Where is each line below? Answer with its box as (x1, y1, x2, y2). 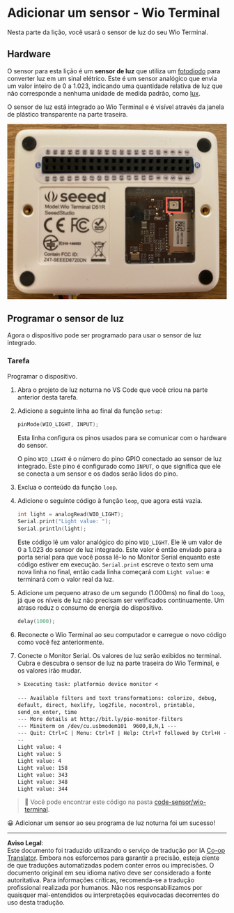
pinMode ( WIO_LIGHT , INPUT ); (17, 421, 99, 428)
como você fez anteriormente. (17, 638, 104, 647)
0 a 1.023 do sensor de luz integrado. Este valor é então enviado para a (17, 546, 222, 554)
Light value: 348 (17, 779, 68, 786)
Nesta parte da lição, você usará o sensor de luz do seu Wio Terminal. (7, 28, 209, 36)
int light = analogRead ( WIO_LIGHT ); (17, 511, 124, 518)
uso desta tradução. (7, 898, 65, 907)
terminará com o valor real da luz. (17, 575, 114, 584)
